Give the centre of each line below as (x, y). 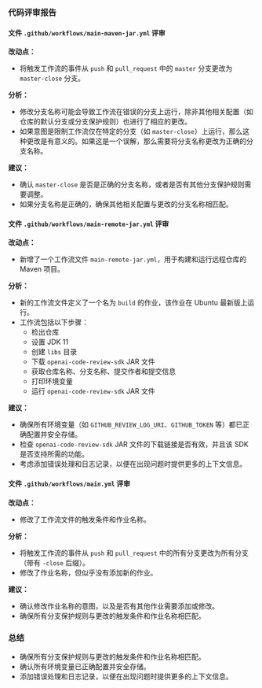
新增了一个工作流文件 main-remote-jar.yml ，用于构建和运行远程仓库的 (133, 259)
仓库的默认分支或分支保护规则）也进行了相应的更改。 (106, 122)
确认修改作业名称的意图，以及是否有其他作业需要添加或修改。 (119, 606)
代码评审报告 (33, 12)
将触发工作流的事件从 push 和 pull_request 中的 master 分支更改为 (126, 68)
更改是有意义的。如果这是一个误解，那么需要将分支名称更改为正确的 (136, 141)
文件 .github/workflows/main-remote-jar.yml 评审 (89, 224)
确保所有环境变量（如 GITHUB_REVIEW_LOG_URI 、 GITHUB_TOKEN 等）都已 (131, 425)
